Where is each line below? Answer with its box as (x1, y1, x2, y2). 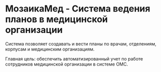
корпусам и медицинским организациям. (5, 46, 95, 52)
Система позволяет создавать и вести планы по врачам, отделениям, (5, 40, 157, 46)
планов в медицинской (5, 13, 108, 25)
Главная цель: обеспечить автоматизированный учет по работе (5, 55, 143, 61)
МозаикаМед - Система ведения (5, 3, 150, 14)
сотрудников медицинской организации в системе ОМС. (5, 61, 128, 67)
